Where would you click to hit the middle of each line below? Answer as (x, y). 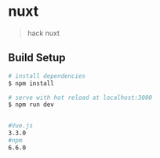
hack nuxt (44, 33)
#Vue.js (21, 126)
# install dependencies (47, 76)
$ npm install (31, 83)
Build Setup (37, 58)
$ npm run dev (31, 105)
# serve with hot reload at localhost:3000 (80, 97)
